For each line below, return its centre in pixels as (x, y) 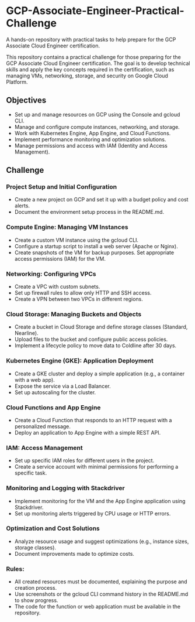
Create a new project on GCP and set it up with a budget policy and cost (101, 200)
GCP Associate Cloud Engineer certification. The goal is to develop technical (98, 63)
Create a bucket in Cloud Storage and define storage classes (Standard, (101, 327)
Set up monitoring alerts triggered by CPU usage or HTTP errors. (93, 513)
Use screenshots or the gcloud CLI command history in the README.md (101, 594)
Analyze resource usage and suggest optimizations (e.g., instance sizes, (102, 541)
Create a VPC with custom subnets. (57, 287)
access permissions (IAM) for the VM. (60, 258)
